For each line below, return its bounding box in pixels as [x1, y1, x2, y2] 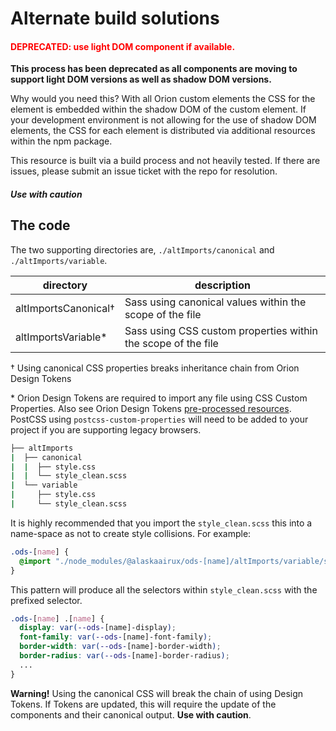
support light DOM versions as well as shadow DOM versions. [10, 73, 272, 86]
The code [10, 217, 71, 234]
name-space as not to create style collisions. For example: [10, 527, 252, 539]
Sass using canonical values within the [124, 295, 307, 309]
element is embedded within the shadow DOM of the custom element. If [10, 103, 307, 116]
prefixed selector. [10, 594, 83, 606]
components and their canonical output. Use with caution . [10, 708, 252, 721]
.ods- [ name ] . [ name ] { [10, 613, 105, 624]
